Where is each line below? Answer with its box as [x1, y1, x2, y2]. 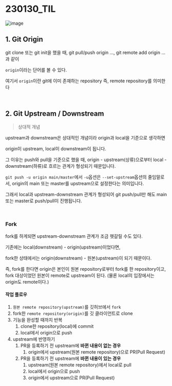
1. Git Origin [5, 35, 44, 44]
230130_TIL [5, 3, 56, 15]
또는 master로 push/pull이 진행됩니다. [5, 198, 82, 204]
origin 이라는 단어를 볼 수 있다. [5, 66, 67, 73]
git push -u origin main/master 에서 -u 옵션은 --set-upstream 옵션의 [5, 173, 147, 180]
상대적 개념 [17, 124, 41, 130]
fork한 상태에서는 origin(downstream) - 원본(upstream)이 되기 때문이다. [5, 255, 152, 261]
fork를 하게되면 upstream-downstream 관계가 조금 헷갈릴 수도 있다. [5, 233, 143, 239]
